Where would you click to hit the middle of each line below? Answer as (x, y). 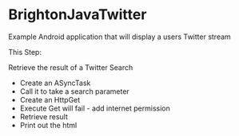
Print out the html (48, 125)
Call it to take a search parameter (74, 91)
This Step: (25, 52)
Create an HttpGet (50, 99)
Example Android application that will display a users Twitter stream (120, 37)
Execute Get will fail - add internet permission (95, 108)
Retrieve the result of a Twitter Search (71, 67)
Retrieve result (44, 116)
